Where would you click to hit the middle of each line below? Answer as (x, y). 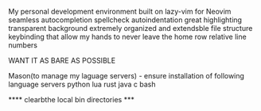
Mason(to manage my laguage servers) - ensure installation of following (127, 76)
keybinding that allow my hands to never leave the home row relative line (127, 36)
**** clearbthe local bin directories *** (72, 100)
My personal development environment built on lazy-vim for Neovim (120, 11)
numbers (23, 45)
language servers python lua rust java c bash (82, 84)
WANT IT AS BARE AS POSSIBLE (62, 60)
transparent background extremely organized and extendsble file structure (130, 28)
